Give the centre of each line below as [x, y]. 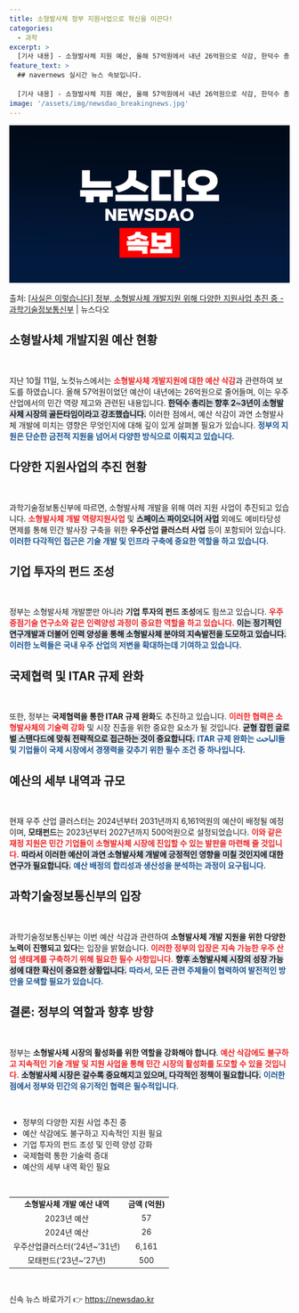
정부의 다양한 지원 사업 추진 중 [74, 1121]
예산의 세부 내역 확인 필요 [66, 1166]
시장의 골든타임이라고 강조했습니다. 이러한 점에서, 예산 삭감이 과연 [139, 413]
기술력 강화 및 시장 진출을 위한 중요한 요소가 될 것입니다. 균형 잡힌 [160, 728]
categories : [31, 28]
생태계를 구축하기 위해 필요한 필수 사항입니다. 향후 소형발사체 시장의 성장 [143, 958]
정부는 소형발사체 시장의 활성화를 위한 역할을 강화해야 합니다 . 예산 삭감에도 [137, 1052]
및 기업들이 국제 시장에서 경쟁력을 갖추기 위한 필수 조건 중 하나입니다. [128, 750]
